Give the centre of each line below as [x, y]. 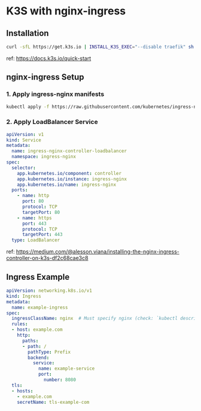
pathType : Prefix [49, 352]
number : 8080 [60, 380]
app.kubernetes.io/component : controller [69, 173]
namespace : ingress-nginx [44, 157]
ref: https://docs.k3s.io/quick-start [49, 58]
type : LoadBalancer [36, 240]
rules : [20, 324]
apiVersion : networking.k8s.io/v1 [49, 291]
